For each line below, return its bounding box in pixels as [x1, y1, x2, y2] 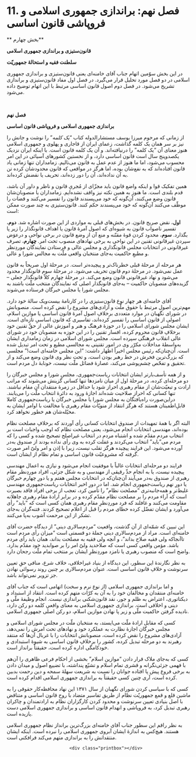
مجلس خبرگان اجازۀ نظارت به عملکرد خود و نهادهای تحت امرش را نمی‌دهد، [6, 625, 170, 632]
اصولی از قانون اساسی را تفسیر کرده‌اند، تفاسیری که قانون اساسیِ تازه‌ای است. [6, 316, 181, 323]
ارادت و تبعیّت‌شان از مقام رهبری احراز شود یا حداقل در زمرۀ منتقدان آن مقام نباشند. [6, 383, 191, 390]
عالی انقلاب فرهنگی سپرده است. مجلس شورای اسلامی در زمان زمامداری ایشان [6, 335, 181, 342]
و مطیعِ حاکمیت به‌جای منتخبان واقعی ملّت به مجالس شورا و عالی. [6, 250, 149, 257]
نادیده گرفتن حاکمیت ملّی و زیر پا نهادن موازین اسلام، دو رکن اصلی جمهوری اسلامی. [6, 607, 189, 615]
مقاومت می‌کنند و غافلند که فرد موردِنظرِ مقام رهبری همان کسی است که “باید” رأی [6, 499, 187, 506]
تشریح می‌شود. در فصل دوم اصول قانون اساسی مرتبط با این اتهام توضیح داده [6, 82, 174, 89]
